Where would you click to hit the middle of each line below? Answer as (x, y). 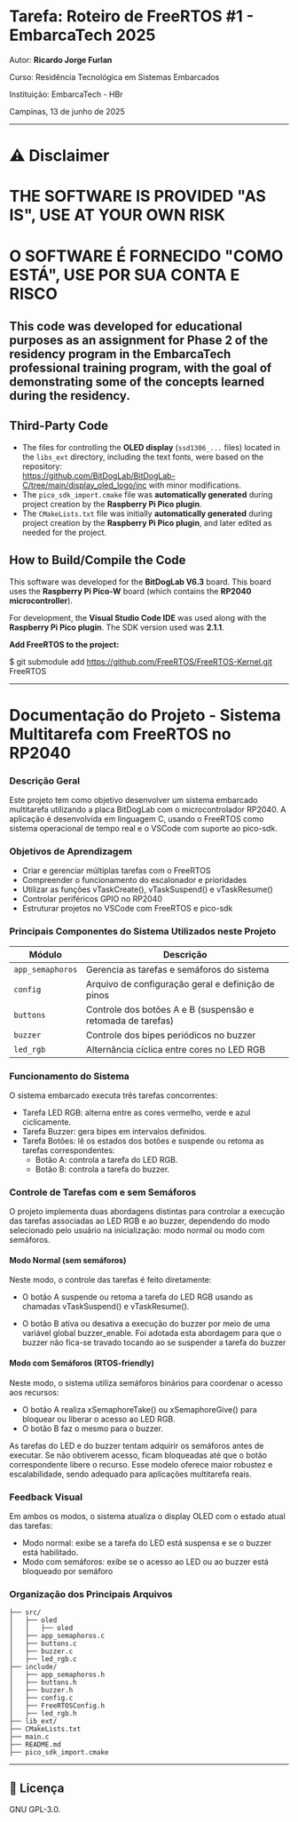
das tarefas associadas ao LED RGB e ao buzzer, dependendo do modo (140, 1221)
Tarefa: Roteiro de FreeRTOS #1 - (132, 16)
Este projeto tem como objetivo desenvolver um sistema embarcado (133, 800)
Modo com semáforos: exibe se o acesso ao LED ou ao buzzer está (145, 1562)
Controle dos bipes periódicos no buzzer (171, 1035)
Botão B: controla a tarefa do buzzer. (102, 1169)
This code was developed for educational (125, 326)
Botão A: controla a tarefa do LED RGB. (106, 1159)
